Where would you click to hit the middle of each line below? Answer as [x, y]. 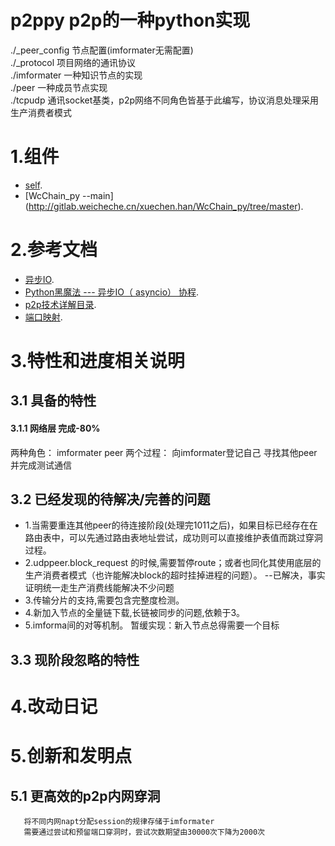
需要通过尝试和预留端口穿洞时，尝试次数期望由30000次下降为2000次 [144, 832]
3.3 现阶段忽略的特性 [75, 659]
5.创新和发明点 [71, 756]
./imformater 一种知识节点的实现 [76, 75]
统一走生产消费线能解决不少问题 [108, 588]
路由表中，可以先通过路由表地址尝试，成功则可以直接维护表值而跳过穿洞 [173, 538]
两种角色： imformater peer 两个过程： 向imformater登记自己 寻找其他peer [164, 452]
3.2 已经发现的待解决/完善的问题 [110, 499]
